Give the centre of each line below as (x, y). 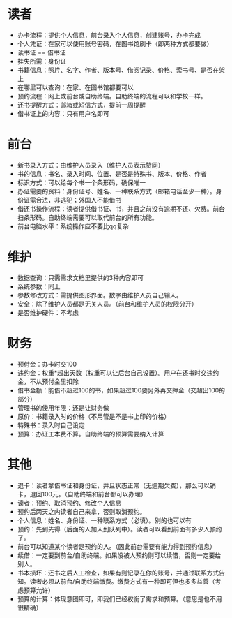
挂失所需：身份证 (42, 61)
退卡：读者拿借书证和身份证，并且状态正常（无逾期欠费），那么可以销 (116, 485)
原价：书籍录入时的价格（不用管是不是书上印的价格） (94, 416)
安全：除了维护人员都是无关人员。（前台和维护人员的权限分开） (107, 304)
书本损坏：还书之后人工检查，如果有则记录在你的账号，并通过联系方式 (118, 573)
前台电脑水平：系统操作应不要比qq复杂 (73, 226)
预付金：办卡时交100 (47, 364)
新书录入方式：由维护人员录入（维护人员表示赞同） (91, 165)
